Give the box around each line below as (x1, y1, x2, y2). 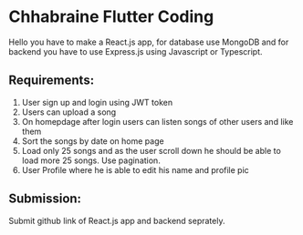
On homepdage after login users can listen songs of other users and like (21, 116, 294, 127)
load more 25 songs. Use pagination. (21, 155, 161, 166)
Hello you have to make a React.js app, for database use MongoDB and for (8, 36, 289, 47)
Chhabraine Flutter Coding (8, 6, 214, 27)
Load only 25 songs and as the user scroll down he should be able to (21, 145, 282, 156)
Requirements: (8, 73, 95, 88)
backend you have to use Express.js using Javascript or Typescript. (8, 46, 263, 56)
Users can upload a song (21, 107, 117, 117)
